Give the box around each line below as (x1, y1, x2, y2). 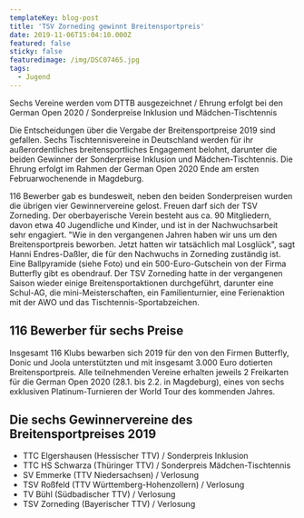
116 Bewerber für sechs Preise (9, 324, 184, 339)
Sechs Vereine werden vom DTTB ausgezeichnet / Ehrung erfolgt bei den (9, 97, 283, 108)
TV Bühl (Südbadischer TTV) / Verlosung (22, 489, 176, 500)
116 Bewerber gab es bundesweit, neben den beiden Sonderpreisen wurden (9, 190, 293, 201)
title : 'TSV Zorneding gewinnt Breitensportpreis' (9, 22, 205, 31)
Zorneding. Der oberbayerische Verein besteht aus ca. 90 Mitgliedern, (9, 210, 272, 221)
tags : (9, 65, 30, 74)
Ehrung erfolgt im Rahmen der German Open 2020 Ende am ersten (9, 163, 260, 174)
